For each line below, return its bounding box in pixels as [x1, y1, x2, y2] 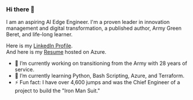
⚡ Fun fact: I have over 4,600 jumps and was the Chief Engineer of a [14, 79, 181, 86]
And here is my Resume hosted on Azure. [6, 49, 107, 56]
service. [14, 66, 35, 73]
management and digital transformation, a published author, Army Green [6, 25, 182, 32]
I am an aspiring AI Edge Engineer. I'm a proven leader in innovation [6, 19, 170, 26]
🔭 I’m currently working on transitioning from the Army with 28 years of [14, 60, 187, 67]
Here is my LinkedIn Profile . [6, 42, 73, 49]
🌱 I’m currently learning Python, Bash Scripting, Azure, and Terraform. [14, 73, 185, 80]
